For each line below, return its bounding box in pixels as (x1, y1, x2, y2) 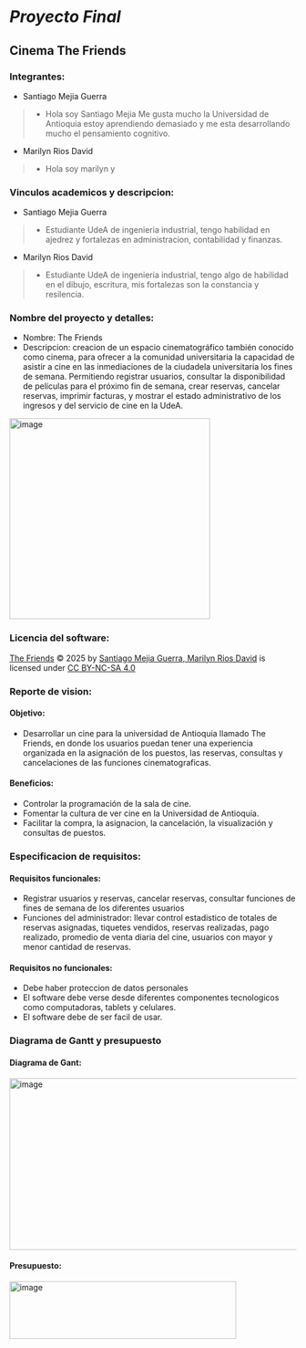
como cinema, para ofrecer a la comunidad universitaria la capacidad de (22, 351, 295, 362)
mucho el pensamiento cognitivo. (45, 128, 170, 139)
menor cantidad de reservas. (22, 942, 132, 953)
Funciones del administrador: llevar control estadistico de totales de (22, 913, 278, 924)
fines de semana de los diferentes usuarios (22, 903, 185, 914)
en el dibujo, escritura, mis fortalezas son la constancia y (45, 279, 260, 290)
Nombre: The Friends (22, 332, 103, 343)
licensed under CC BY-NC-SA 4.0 (9, 662, 137, 673)
